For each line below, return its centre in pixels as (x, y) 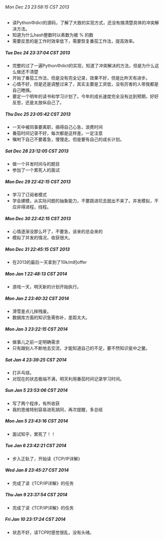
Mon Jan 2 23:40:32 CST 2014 (37, 298)
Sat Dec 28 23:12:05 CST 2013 (37, 151)
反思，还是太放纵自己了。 (38, 103)
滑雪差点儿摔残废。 (32, 311)
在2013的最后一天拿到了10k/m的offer (50, 262)
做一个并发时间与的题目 (36, 164)
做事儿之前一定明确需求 (36, 342)
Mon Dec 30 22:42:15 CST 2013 (38, 218)
